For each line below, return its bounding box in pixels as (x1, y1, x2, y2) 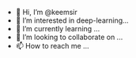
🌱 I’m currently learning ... (15, 24, 100, 33)
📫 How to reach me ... (15, 42, 89, 50)
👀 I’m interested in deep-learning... (15, 16, 129, 25)
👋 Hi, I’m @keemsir (15, 8, 77, 16)
